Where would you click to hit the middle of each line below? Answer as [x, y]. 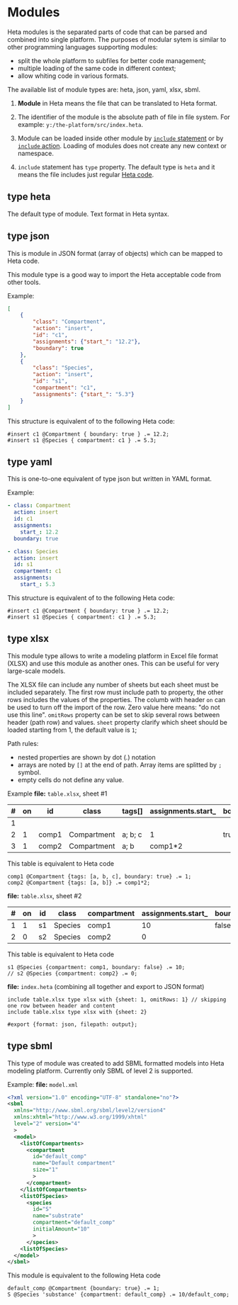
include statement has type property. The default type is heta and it [116, 166]
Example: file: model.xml [42, 1084]
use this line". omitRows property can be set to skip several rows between [114, 714]
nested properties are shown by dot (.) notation [86, 757]
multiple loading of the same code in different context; [97, 68]
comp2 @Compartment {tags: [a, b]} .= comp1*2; [79, 883]
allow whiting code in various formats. [73, 76]
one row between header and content [61, 1006]
